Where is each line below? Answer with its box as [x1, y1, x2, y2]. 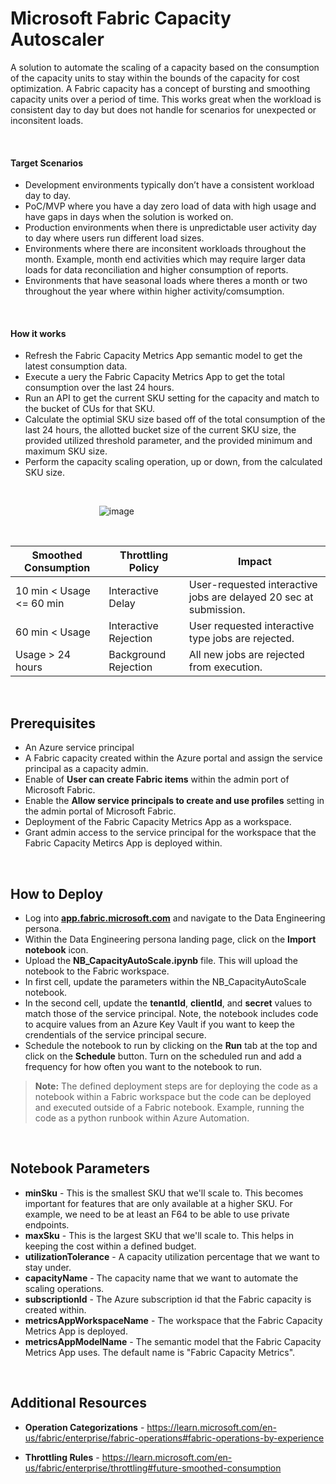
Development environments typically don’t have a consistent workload [24, 179, 315, 191]
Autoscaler [10, 28, 105, 51]
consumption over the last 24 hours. [24, 382, 175, 394]
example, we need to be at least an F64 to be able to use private [24, 1208, 290, 1220]
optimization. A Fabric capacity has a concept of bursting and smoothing [10, 82, 311, 94]
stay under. [24, 1261, 72, 1273]
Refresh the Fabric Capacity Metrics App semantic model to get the [24, 350, 303, 362]
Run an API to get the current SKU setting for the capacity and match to [24, 392, 320, 404]
